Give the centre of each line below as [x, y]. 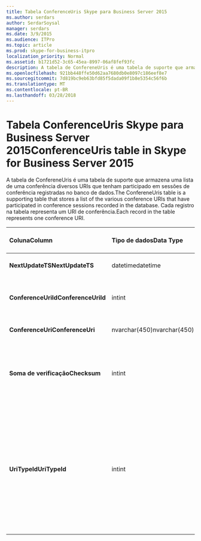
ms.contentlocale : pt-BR [37, 90]
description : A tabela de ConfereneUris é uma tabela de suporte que [95, 67]
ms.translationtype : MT [36, 84]
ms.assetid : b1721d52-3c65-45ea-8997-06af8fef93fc [71, 62]
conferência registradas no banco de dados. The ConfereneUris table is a [96, 192]
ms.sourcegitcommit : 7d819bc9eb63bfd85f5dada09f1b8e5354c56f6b [87, 78]
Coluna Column [31, 240]
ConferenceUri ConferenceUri [52, 330]
